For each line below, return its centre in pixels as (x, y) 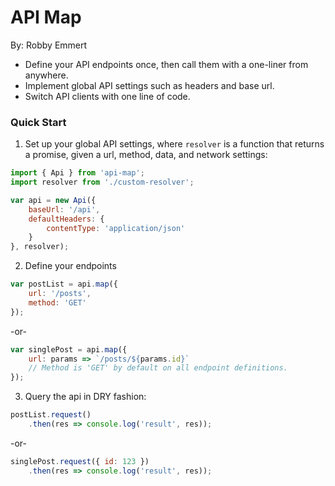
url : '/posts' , (60, 294)
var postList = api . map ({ (64, 284)
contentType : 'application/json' (116, 228)
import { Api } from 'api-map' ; (77, 173)
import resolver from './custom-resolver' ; (102, 182)
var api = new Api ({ (53, 200)
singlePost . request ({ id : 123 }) (80, 461)
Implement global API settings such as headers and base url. (149, 85)
